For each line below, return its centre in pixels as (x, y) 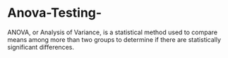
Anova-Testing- (55, 13)
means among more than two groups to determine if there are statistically (114, 39)
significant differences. (41, 47)
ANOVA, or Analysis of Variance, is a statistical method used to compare (112, 32)
